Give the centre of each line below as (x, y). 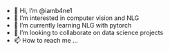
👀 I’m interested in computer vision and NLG (76, 18)
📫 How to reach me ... (46, 40)
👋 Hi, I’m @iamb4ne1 (43, 11)
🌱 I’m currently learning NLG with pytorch (73, 25)
